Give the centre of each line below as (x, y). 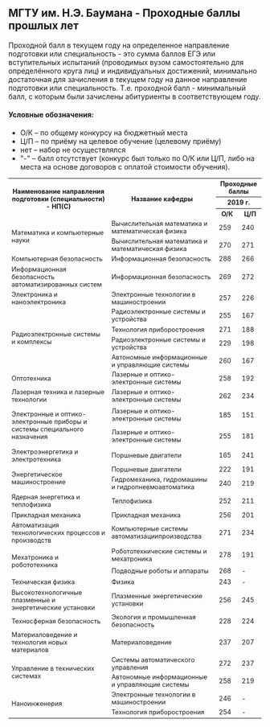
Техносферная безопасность (56, 621)
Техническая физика (43, 582)
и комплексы (32, 342)
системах (27, 676)
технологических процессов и (59, 533)
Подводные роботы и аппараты (160, 571)
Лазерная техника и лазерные (58, 392)
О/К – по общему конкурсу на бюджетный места (104, 133)
